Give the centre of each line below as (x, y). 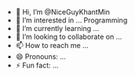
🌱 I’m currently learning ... (57, 28)
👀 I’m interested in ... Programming (71, 20)
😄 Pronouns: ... (41, 57)
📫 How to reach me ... (52, 45)
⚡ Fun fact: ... (37, 65)
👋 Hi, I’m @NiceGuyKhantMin (62, 12)
